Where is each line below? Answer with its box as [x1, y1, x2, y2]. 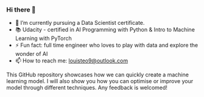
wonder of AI [15, 50, 48, 58]
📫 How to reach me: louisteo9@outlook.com [15, 57, 128, 64]
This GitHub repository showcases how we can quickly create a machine [6, 71, 189, 78]
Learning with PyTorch [15, 35, 72, 42]
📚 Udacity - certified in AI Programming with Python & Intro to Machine [15, 26, 195, 33]
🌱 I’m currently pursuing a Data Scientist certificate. [15, 19, 145, 27]
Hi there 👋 [6, 5, 37, 14]
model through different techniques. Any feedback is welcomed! [6, 84, 167, 92]
